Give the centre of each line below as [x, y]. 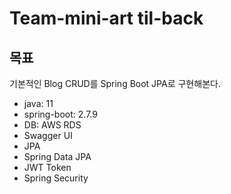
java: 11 [38, 103]
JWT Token [47, 167]
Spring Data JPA [57, 156]
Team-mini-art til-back [106, 18]
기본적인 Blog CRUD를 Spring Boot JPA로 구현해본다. [115, 83]
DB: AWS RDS [52, 125]
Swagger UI [48, 135]
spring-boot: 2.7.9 [60, 114]
